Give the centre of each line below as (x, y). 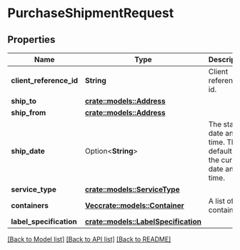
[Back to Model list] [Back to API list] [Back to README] (89, 239)
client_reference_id (45, 80)
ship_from (29, 112)
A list (216, 201)
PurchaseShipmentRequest (91, 13)
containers (30, 205)
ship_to (24, 101)
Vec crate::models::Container (134, 205)
